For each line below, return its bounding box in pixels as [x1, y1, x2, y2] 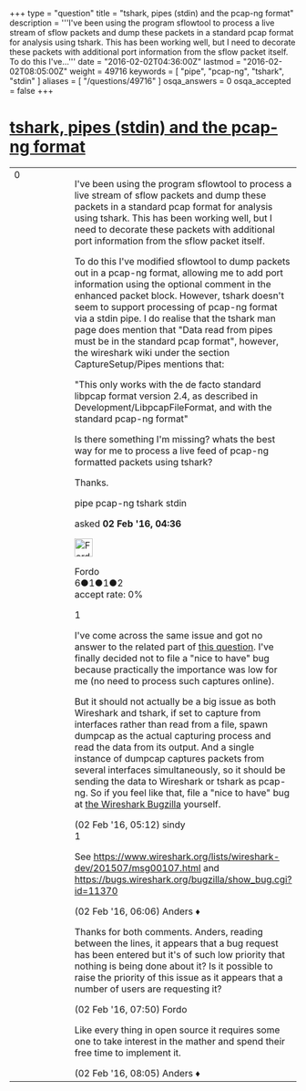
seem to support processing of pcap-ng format [74, 300, 278, 313]
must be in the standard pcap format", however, [74, 335, 280, 348]
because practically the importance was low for [74, 663, 278, 676]
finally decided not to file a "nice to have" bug [74, 651, 270, 664]
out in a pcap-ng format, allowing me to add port [74, 266, 284, 279]
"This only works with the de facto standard [74, 378, 261, 390]
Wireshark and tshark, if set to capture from [74, 706, 261, 719]
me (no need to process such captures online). [74, 674, 275, 687]
